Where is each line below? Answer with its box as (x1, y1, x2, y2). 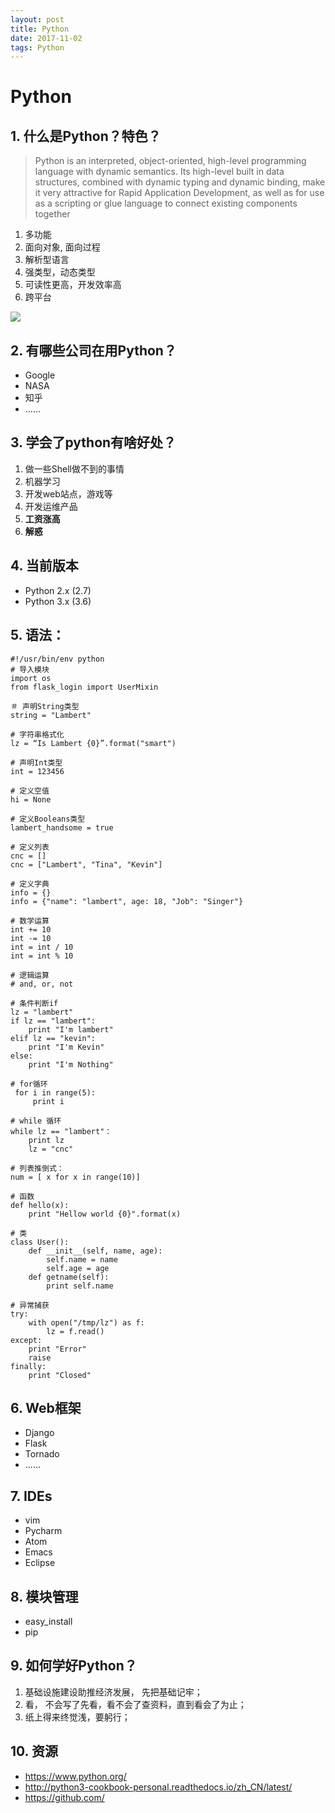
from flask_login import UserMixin (10, 682, 159, 692)
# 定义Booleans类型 (10, 814, 86, 824)
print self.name (46, 1281, 114, 1291)
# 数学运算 (10, 916, 50, 926)
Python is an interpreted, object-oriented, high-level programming (34, 155, 307, 167)
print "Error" (28, 1344, 87, 1354)
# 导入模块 (10, 664, 50, 675)
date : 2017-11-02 (10, 33, 83, 43)
